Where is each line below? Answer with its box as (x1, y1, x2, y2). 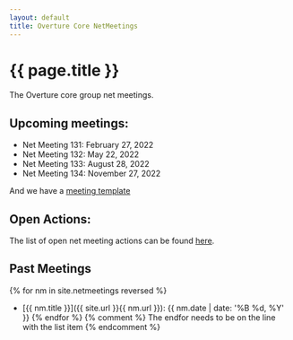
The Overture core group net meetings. (9, 90, 154, 100)
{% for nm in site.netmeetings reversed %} (9, 284, 168, 296)
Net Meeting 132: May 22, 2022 (22, 149, 140, 160)
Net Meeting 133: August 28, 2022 (22, 159, 150, 170)
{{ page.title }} (9, 60, 120, 81)
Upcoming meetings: (9, 116, 129, 131)
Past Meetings (9, 261, 92, 276)
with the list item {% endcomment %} (22, 321, 161, 332)
